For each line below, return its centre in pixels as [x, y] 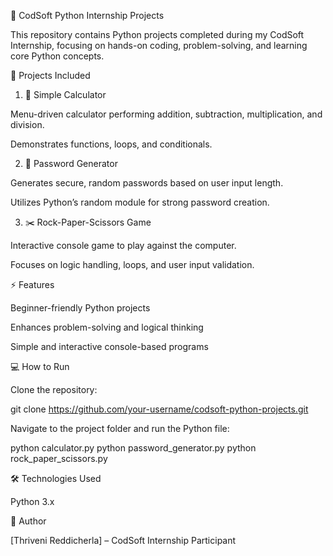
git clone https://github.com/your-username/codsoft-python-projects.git [159, 409]
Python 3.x [32, 501]
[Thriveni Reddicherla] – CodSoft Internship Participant [123, 540]
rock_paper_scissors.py [59, 458]
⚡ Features [32, 284]
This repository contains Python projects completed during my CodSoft [157, 34]
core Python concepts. [57, 56]
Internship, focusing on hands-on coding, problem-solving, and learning [159, 45]
